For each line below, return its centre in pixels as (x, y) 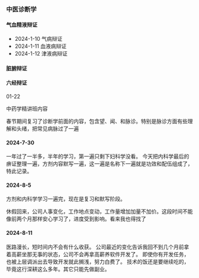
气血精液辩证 (22, 24)
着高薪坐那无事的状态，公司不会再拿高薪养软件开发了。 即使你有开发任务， (98, 254)
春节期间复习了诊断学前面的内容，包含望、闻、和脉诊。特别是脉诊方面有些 (97, 121)
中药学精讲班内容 (27, 108)
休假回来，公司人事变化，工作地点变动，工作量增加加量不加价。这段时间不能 (99, 212)
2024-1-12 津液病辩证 (41, 54)
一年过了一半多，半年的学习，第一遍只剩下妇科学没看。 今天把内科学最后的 (98, 156)
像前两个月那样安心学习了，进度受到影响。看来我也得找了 (76, 219)
